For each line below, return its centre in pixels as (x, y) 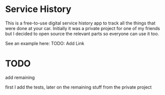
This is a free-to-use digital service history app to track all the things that (80, 23)
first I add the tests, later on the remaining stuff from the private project (78, 87)
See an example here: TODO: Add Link (45, 43)
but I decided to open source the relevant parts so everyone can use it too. (82, 33)
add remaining (20, 77)
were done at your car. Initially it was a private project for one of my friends (82, 28)
